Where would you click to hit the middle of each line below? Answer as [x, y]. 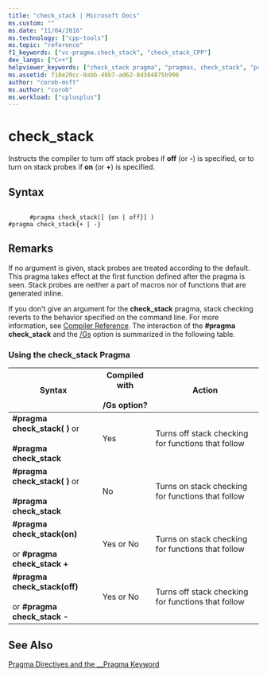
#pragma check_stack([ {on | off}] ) [92, 217]
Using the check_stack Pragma [70, 354]
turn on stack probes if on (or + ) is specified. [82, 167]
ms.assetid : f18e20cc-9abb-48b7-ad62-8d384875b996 [94, 75]
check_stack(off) [45, 587]
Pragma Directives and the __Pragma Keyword [84, 664]
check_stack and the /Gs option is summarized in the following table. [122, 334]
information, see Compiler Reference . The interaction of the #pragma [122, 325]
